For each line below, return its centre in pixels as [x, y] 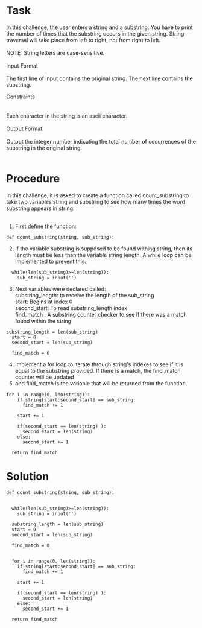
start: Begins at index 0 [44, 302]
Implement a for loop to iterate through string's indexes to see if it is [99, 364]
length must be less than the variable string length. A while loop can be [103, 255]
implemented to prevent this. [50, 261]
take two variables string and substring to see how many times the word [96, 201]
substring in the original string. [44, 148]
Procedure [33, 179]
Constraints [21, 97]
